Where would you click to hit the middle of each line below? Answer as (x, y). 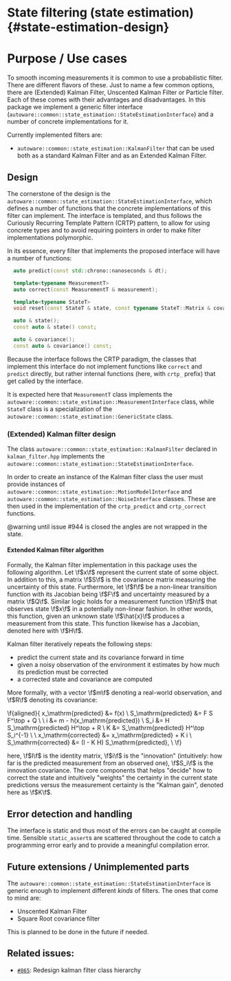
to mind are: (24, 898)
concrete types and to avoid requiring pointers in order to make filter (104, 230)
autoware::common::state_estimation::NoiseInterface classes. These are (112, 499)
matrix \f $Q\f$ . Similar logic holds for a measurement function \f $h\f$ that (112, 602)
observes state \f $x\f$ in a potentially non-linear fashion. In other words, (110, 609)
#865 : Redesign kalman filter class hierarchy (79, 970)
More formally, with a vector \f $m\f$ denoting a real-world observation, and (114, 693)
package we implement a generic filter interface (75, 107)
